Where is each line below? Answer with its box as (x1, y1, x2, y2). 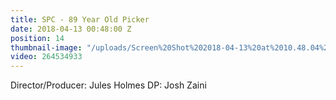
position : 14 (10, 33, 65, 43)
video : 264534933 (10, 52, 83, 62)
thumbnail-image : (10, 42, 83, 53)
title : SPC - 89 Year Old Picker (10, 14, 150, 25)
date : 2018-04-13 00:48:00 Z (10, 24, 132, 34)
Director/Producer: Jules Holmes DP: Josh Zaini (10, 79, 207, 91)
